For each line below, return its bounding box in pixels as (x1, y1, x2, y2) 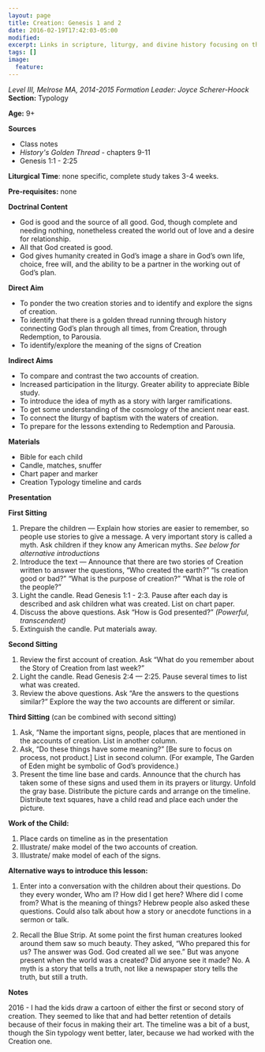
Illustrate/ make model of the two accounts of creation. (19, 842, 199, 851)
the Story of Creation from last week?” (19, 663, 144, 672)
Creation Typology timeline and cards (19, 477, 142, 486)
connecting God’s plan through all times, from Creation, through (19, 324, 227, 333)
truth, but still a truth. (19, 972, 88, 982)
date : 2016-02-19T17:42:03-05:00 (8, 26, 118, 34)
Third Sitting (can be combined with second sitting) (8, 712, 177, 721)
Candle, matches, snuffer (19, 460, 103, 470)
